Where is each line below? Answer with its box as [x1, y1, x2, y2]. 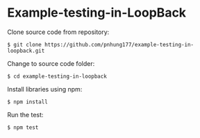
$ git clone [7, 41, 42, 48]
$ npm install [7, 98, 49, 105]
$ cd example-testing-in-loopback [7, 73, 108, 80]
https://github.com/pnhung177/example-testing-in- [44, 41, 194, 48]
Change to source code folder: [7, 59, 95, 67]
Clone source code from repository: [7, 28, 110, 36]
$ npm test [7, 123, 39, 131]
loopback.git [7, 47, 45, 54]
